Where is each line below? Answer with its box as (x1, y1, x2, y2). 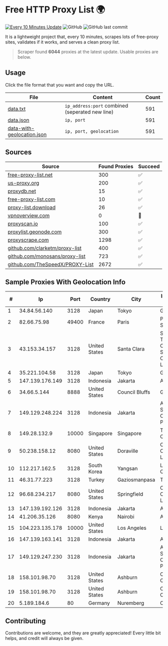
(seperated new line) (64, 108, 114, 115)
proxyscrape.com (7, 236, 49, 243)
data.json (7, 116, 29, 123)
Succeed (138, 163, 160, 170)
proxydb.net (7, 187, 36, 194)
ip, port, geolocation (64, 128, 119, 134)
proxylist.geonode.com (7, 228, 62, 235)
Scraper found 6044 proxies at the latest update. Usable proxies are (17, 49, 158, 55)
